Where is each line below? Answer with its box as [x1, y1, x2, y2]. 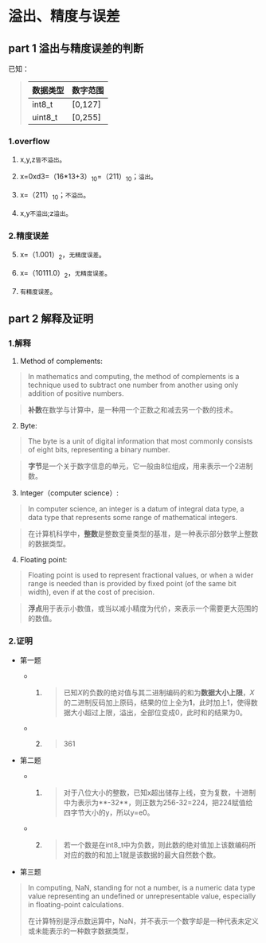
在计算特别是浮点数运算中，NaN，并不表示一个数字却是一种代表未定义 [27, 916, 259, 925]
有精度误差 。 [19, 286, 57, 295]
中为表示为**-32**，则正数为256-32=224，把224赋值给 [63, 797, 253, 807]
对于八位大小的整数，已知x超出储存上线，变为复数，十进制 [63, 788, 256, 797]
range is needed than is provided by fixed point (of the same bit [27, 579, 237, 589]
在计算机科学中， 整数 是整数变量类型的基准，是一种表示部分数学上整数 [27, 529, 259, 538]
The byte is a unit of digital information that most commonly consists [27, 436, 253, 446]
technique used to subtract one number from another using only [27, 380, 239, 390]
